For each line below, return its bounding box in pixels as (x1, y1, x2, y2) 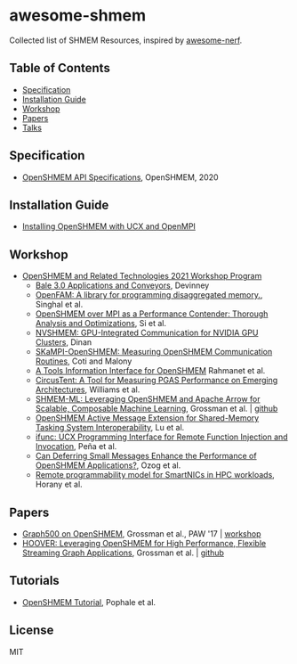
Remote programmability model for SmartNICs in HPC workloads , (35, 470, 276, 480)
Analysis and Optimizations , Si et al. (35, 318, 167, 329)
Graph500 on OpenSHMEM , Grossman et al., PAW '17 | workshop (21, 529, 261, 539)
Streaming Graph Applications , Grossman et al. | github (21, 547, 225, 558)
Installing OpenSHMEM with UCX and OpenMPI (21, 221, 196, 232)
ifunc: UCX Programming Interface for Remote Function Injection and (35, 431, 288, 442)
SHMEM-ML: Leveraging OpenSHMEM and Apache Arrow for (35, 394, 261, 405)
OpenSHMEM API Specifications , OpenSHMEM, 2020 (21, 171, 220, 183)
